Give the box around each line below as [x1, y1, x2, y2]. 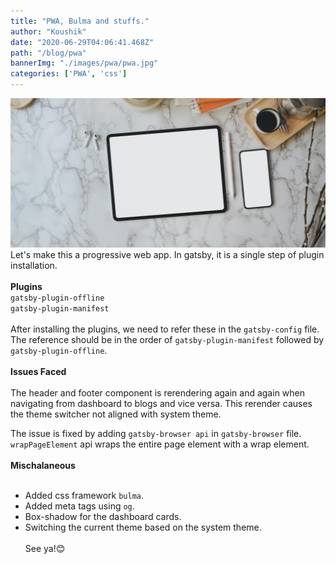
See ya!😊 [24, 543, 66, 555]
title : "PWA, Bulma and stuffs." [10, 16, 150, 26]
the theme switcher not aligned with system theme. [10, 408, 222, 420]
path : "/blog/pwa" [10, 48, 87, 58]
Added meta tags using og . [24, 500, 135, 512]
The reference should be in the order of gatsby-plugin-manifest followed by [10, 334, 325, 346]
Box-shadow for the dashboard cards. [24, 511, 182, 523]
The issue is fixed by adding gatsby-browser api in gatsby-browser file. [10, 428, 302, 440]
